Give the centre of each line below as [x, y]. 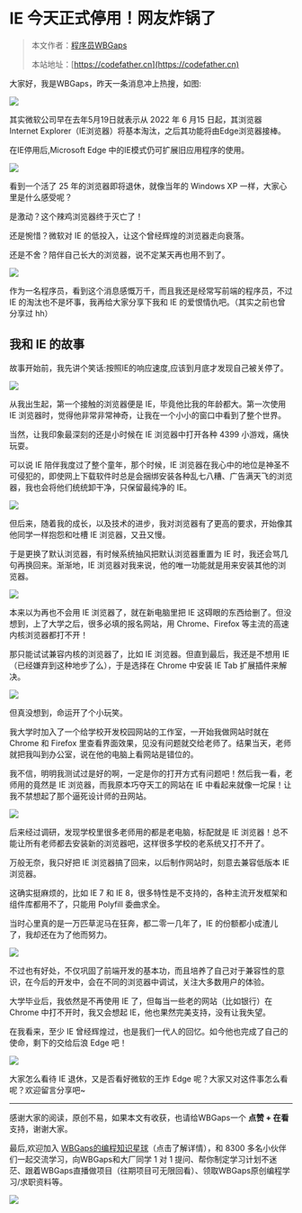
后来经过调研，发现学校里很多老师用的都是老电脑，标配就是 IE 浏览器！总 [145, 832]
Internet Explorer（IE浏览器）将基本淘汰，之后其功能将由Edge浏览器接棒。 [147, 131]
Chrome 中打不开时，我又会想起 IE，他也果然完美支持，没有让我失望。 [140, 1012]
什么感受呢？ [49, 197]
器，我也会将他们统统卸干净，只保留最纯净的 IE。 [101, 487]
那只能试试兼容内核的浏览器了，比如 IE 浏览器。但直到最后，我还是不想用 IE [150, 653]
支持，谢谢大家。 [41, 1128]
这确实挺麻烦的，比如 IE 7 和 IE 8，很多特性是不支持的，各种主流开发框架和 [148, 892]
